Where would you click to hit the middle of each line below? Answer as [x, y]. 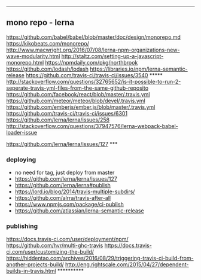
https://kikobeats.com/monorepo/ [48, 43]
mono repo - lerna [40, 22]
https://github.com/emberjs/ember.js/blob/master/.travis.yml [81, 107]
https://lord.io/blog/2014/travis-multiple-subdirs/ [75, 191]
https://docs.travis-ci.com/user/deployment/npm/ [67, 239]
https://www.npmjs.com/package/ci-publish [69, 205]
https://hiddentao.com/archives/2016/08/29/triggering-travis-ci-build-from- [100, 258]
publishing [22, 226]
